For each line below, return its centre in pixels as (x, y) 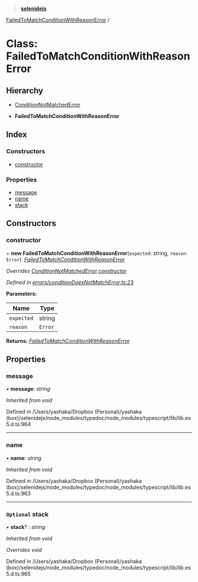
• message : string (28, 389)
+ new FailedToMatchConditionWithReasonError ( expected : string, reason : (97, 253)
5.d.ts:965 (19, 574)
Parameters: (22, 294)
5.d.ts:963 (19, 493)
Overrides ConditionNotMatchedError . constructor (66, 271)
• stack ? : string (26, 527)
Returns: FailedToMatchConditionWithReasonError (68, 341)
